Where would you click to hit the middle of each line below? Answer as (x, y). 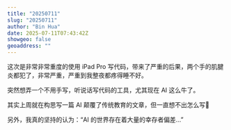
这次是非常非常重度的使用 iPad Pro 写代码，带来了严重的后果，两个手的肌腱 (115, 66)
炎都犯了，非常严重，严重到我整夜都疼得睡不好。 (77, 75)
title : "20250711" (34, 14)
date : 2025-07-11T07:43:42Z (48, 33)
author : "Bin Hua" (34, 26)
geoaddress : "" (29, 46)
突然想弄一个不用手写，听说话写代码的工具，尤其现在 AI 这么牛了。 (103, 90)
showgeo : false (29, 40)
